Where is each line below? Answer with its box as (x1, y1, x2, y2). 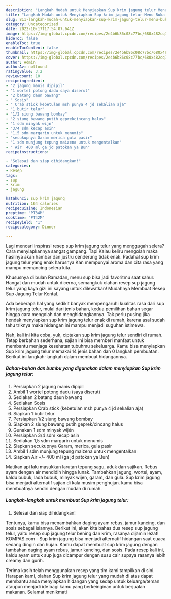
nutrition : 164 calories (6, 201, 58, 206)
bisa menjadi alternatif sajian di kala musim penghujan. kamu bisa (6, 480, 143, 486)
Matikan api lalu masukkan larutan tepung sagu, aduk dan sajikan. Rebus (6, 464, 158, 470)
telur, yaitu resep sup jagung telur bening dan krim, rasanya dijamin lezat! (6, 530, 159, 537)
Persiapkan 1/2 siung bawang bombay (13, 416, 93, 422)
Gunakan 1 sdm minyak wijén (13, 427, 74, 433)
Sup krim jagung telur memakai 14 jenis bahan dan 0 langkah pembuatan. (6, 348, 159, 354)
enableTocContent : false (6, 45, 58, 50)
